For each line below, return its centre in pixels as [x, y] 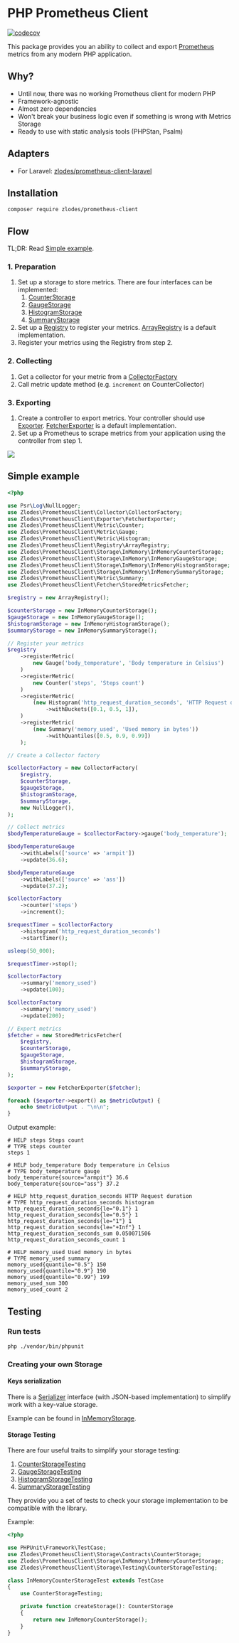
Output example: [32, 1128]
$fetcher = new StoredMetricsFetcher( [65, 1035]
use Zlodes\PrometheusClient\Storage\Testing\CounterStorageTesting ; [113, 1568]
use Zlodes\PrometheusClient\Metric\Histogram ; [79, 539]
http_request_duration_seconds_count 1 [67, 1240]
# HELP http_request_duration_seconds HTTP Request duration [100, 1197]
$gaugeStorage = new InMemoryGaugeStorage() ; [76, 617]
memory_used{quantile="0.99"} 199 [59, 1278]
